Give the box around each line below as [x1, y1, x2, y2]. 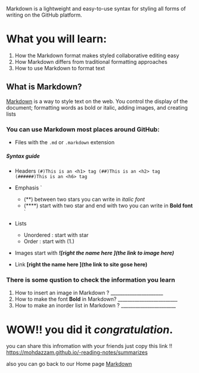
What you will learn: [6, 32, 107, 46]
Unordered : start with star [23, 232, 89, 239]
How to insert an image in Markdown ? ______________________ [14, 289, 163, 297]
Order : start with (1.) [23, 238, 74, 245]
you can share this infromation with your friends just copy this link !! [6, 343, 173, 350]
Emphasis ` [14, 184, 42, 191]
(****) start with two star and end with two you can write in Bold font [23, 202, 193, 209]
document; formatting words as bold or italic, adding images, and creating [6, 104, 188, 111]
